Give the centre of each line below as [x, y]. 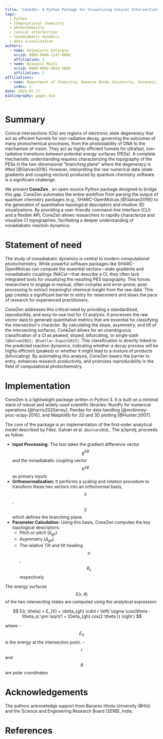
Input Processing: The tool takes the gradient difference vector [76, 444]
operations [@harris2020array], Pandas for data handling [63, 410]
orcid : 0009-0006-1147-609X [42, 55]
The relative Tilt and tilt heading [51, 545]
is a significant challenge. [31, 180]
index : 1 [23, 86]
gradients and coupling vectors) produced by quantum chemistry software [80, 175]
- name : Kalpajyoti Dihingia [39, 50]
